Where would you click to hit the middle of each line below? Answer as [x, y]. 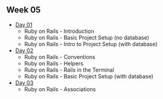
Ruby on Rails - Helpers [54, 63]
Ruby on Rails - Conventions [60, 56]
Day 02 [24, 50]
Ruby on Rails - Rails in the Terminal [69, 70]
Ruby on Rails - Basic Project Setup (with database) [89, 76]
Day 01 [23, 24]
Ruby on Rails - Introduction [59, 31]
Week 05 [24, 10]
